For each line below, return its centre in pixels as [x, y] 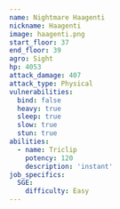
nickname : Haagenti [45, 26]
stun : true [37, 133]
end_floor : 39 [36, 51]
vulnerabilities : [41, 92]
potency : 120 [49, 158]
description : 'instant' [69, 166]
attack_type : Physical [51, 84]
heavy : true [40, 109]
